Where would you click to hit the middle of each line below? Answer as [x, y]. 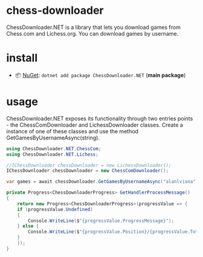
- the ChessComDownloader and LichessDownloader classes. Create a [95, 125]
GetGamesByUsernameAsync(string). [53, 138]
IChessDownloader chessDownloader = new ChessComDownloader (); [88, 171]
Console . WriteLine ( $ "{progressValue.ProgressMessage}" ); [101, 221]
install [22, 58]
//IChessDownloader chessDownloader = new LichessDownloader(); [89, 165]
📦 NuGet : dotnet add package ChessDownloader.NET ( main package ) [100, 75]
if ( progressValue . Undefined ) [55, 209]
